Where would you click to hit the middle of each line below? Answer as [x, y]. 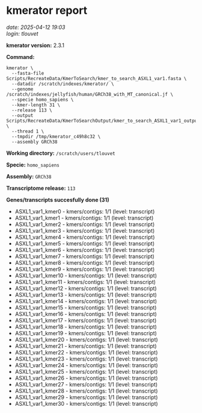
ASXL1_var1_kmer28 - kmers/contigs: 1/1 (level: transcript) [86, 391]
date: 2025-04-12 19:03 [36, 27]
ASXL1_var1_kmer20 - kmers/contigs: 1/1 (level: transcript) [86, 339]
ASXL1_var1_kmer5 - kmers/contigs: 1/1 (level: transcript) [85, 243]
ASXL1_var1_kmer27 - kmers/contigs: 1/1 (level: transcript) [86, 384]
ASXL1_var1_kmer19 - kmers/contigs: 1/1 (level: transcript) [86, 333]
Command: [20, 57]
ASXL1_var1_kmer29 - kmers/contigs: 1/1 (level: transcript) [86, 397]
